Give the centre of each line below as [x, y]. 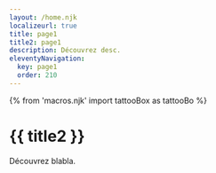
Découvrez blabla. [43, 161]
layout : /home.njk [43, 17]
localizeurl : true [43, 26]
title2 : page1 [36, 42]
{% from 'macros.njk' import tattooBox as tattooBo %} [108, 100]
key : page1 [37, 67]
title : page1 [33, 34]
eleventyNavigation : [48, 59]
